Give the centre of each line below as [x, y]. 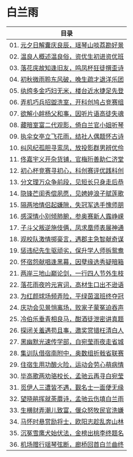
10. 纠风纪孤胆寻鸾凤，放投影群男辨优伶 [67, 148]
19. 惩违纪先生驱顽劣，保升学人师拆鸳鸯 [67, 250]
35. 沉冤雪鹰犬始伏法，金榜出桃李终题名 [67, 433]
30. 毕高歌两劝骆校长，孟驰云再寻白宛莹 [67, 376]
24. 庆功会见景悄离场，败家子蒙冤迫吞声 [67, 307]
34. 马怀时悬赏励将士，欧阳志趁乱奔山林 [67, 422]
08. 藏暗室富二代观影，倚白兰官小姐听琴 [67, 125]
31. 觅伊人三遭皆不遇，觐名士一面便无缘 [67, 387]
